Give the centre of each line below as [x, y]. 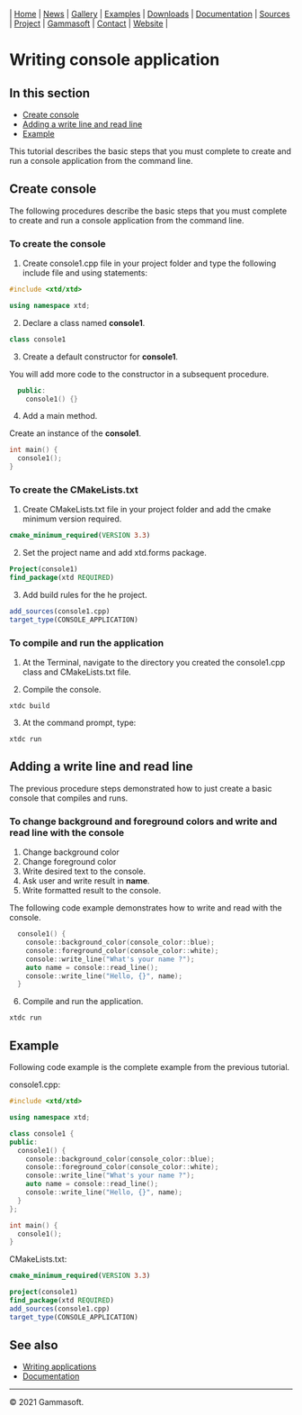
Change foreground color [69, 862]
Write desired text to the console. [84, 871]
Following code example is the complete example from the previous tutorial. [150, 1067]
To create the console [58, 243]
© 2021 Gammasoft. [47, 1402]
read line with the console [67, 832]
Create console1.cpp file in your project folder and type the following [149, 263]
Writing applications [59, 1367]
